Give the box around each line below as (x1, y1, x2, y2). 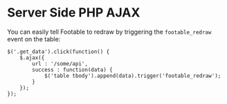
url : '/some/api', (32, 60, 89, 67)
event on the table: (7, 34, 61, 43)
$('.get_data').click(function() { (7, 48, 110, 55)
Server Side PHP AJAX (7, 5, 140, 21)
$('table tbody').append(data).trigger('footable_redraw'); (44, 72, 221, 79)
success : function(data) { (32, 66, 113, 73)
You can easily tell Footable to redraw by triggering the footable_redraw (7, 28, 212, 36)
